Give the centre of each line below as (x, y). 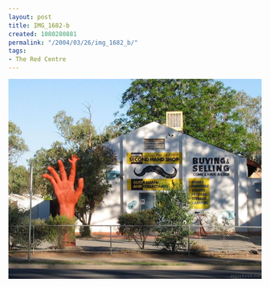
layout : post (30, 17)
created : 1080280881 (43, 34)
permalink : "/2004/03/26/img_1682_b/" (73, 43)
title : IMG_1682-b (39, 25)
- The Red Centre (37, 59)
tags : (17, 51)
